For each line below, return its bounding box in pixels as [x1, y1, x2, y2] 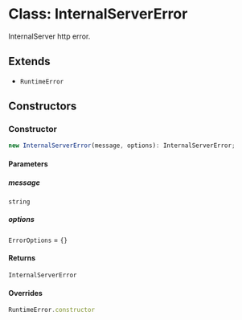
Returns [8, 253, 36, 263]
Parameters [8, 158, 48, 169]
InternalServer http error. [8, 31, 91, 41]
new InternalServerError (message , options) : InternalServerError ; [8, 142, 236, 150]
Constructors [8, 100, 77, 113]
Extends [8, 55, 51, 68]
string [8, 198, 31, 206]
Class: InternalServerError [8, 5, 188, 23]
